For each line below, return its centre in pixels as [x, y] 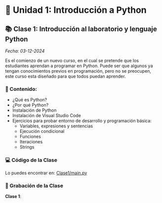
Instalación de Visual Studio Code [47, 116]
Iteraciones [31, 142]
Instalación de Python [34, 110]
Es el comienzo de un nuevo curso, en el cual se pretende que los [72, 61]
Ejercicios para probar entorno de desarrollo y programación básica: [82, 121]
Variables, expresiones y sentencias [56, 126]
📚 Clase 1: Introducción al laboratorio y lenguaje [81, 29]
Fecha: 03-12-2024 [25, 51]
